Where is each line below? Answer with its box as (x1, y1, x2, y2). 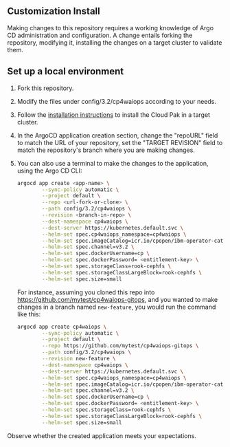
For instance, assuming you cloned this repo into (16, 288, 155, 296)
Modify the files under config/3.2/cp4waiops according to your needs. (16, 97, 217, 105)
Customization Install (7, 6, 101, 17)
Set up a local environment (7, 65, 124, 78)
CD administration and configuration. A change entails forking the (7, 31, 193, 39)
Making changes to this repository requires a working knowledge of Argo (7, 23, 214, 32)
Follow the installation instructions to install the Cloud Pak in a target (16, 110, 211, 119)
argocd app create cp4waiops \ (16, 323, 107, 330)
